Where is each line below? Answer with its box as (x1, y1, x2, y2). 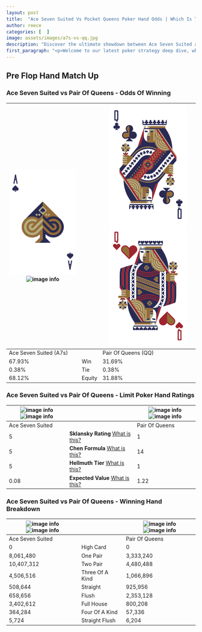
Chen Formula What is (69, 445, 126, 452)
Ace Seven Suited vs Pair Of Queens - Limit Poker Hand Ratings (6, 391, 195, 399)
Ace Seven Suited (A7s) (8, 349, 68, 357)
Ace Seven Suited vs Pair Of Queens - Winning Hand (6, 497, 162, 506)
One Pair (81, 552, 103, 559)
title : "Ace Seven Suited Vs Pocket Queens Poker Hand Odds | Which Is (6, 16, 192, 22)
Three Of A (81, 569, 109, 576)
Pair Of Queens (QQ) (102, 349, 155, 357)
